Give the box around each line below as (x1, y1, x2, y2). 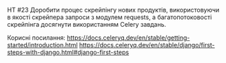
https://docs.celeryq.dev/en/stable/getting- (66, 34, 190, 42)
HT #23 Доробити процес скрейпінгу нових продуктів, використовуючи (7, 6, 220, 14)
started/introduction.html (7, 41, 78, 49)
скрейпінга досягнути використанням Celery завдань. (7, 21, 167, 28)
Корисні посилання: (7, 34, 65, 42)
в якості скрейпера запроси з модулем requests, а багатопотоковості (7, 13, 212, 21)
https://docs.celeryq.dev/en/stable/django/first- (79, 41, 215, 49)
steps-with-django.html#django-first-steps (7, 48, 130, 56)
